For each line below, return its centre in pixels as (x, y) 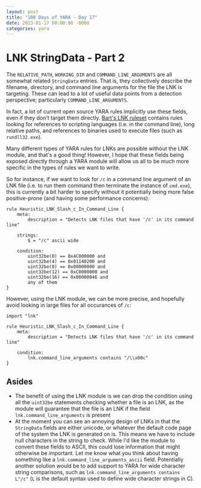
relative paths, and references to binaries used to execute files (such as (94, 131)
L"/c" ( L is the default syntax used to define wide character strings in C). (104, 478)
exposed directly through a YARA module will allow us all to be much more (98, 161)
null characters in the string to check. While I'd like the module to (95, 440)
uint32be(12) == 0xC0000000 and (68, 272)
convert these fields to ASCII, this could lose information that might (98, 447)
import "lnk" (22, 316)
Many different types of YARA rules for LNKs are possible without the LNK (97, 149)
